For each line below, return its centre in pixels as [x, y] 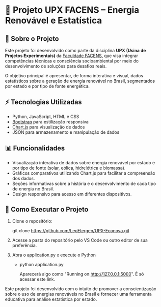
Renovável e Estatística [54, 20]
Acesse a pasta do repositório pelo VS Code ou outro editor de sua [80, 240]
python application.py [41, 265]
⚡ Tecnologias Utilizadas [43, 102]
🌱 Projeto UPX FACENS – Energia [72, 10]
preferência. [25, 246]
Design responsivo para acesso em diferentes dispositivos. [72, 194]
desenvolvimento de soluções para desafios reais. [56, 66]
